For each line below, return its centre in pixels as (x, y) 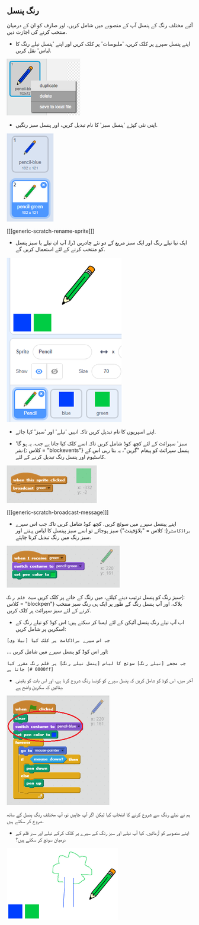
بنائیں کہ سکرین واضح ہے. (39, 687)
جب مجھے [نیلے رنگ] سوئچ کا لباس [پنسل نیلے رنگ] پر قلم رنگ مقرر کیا (96, 663)
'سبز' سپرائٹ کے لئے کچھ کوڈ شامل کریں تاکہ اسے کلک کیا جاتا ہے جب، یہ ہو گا (101, 443)
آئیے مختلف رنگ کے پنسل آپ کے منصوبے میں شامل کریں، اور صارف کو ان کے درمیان (100, 25)
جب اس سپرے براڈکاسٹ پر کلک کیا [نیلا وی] (58, 640)
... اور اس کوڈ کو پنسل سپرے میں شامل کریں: (58, 651)
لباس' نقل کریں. (33, 50)
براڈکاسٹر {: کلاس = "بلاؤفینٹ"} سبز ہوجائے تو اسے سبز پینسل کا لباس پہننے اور (103, 530)
